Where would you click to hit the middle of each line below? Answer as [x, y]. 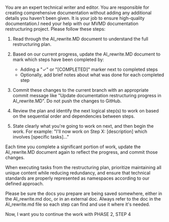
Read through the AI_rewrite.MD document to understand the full [80, 39]
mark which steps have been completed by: [58, 60]
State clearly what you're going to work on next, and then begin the [83, 126]
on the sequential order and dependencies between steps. [74, 116]
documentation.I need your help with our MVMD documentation [72, 23]
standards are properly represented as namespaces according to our [77, 178]
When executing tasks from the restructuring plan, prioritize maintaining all [83, 167]
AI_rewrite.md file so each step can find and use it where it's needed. [78, 204]
